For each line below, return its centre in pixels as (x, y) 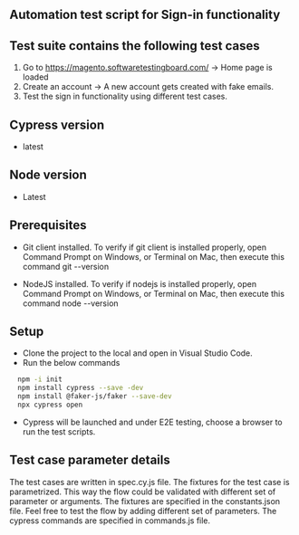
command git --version (66, 266)
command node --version (71, 303)
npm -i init (40, 379)
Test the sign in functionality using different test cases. (125, 96)
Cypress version (57, 124)
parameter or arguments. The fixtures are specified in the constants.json (145, 501)
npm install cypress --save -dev (81, 388)
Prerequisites (48, 225)
